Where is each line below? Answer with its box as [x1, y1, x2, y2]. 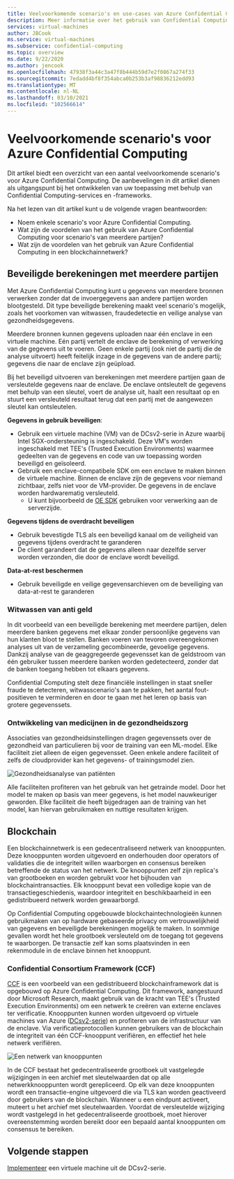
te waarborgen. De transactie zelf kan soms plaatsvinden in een [7, 939, 190, 948]
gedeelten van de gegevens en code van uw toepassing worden [17, 451, 202, 460]
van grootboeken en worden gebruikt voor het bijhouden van [7, 874, 182, 882]
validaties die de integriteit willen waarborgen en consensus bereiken [7, 859, 206, 867]
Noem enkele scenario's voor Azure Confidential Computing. [17, 218, 192, 227]
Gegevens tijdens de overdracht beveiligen [7, 517, 134, 525]
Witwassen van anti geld [7, 604, 93, 614]
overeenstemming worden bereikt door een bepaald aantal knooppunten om [7, 1118, 226, 1126]
